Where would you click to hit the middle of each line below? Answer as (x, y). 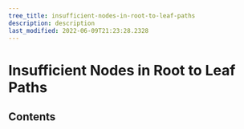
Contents (32, 117)
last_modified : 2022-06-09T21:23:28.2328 (79, 30)
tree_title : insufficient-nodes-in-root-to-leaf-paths (102, 16)
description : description (51, 23)
